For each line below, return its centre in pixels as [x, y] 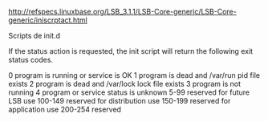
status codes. [31, 60]
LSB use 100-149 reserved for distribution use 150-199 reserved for [120, 101]
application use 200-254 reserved [65, 109]
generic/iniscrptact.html [48, 20]
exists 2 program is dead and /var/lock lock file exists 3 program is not [124, 84]
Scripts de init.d [35, 36]
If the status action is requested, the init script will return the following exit [131, 51]
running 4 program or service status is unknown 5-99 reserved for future [129, 92]
